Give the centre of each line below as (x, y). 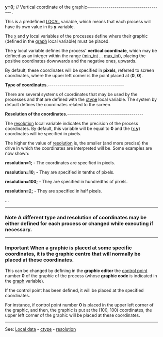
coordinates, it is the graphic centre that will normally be (73, 254)
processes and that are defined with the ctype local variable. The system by (81, 99)
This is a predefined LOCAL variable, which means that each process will (78, 22)
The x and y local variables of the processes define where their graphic (76, 36)
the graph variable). (25, 281)
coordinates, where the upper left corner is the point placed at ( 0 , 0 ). (74, 75)
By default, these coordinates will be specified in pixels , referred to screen (80, 70)
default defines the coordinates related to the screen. (58, 104)
